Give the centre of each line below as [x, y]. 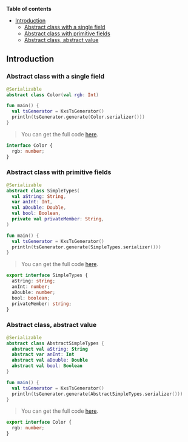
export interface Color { [39, 423]
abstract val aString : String [50, 349]
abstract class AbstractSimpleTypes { [55, 343]
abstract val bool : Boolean [47, 366]
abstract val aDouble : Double [50, 360]
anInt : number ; [31, 287]
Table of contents [29, 9]
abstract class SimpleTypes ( [43, 191]
